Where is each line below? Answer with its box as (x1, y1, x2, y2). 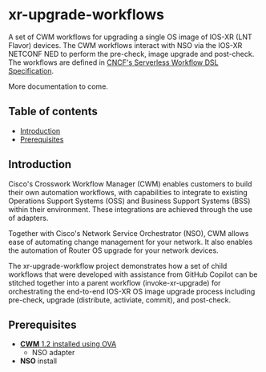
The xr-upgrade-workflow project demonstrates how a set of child (8, 261, 228, 270)
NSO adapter (31, 348, 75, 358)
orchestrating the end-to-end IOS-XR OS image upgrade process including (8, 286, 256, 296)
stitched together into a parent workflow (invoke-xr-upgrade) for (8, 278, 221, 287)
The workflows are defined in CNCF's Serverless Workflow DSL (8, 58, 219, 67)
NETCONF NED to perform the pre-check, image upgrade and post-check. (8, 49, 255, 58)
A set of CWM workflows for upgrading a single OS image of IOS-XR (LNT (8, 32, 252, 42)
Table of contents (8, 105, 98, 118)
